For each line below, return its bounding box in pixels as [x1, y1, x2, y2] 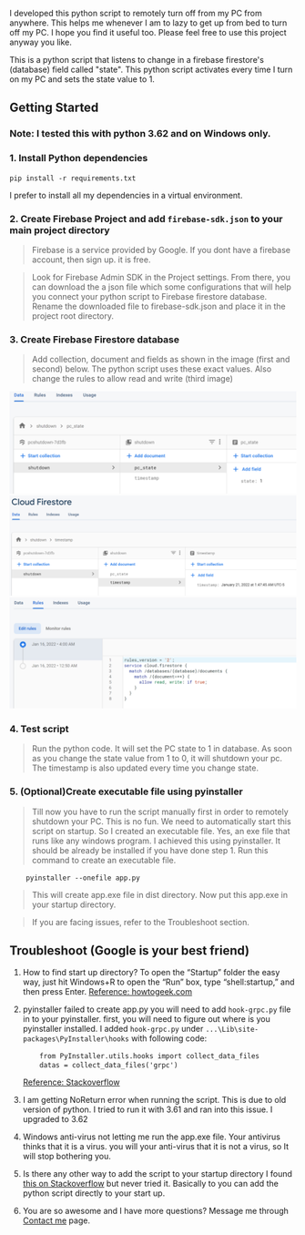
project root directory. [31, 310, 114, 322]
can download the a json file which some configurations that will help [31, 281, 291, 292]
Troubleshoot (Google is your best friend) [9, 943, 250, 958]
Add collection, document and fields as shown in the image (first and [31, 354, 290, 365]
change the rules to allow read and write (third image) [31, 373, 234, 384]
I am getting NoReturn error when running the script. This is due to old [22, 1095, 287, 1106]
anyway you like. [9, 36, 73, 47]
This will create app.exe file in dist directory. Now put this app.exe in [31, 889, 289, 900]
